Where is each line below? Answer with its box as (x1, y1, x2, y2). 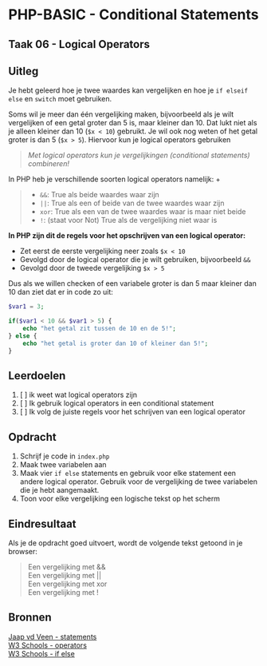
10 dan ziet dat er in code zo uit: (8, 287, 114, 297)
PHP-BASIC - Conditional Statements (8, 6, 259, 24)
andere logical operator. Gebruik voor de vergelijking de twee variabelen (19, 477, 257, 486)
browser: (8, 547, 38, 557)
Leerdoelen (8, 369, 66, 383)
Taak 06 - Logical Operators (8, 38, 150, 51)
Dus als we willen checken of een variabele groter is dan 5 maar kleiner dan (8, 279, 257, 288)
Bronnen (8, 611, 52, 624)
